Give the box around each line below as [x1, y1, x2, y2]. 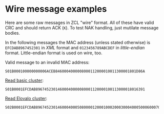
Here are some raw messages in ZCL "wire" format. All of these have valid [5, 20, 154, 25]
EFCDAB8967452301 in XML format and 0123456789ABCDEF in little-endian [5, 45, 145, 50]
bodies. [5, 30, 20, 36]
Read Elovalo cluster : [5, 95, 47, 101]
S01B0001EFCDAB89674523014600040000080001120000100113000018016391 [5, 87, 145, 91]
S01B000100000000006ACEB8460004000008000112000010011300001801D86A [5, 68, 145, 74]
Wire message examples [5, 3, 107, 15]
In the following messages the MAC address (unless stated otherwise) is [5, 39, 150, 45]
